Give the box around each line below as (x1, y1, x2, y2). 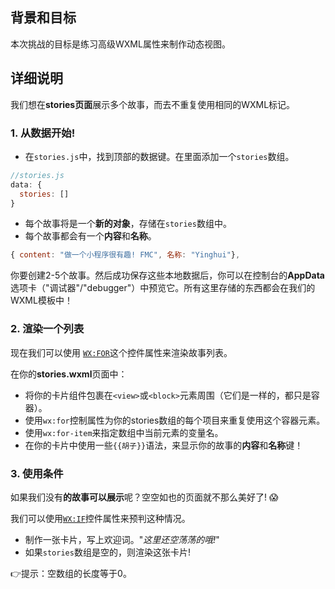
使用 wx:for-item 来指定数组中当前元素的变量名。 (24, 426, 224, 438)
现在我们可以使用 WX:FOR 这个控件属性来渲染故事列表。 (10, 346, 233, 358)
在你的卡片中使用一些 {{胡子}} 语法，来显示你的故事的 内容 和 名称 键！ (24, 439, 304, 451)
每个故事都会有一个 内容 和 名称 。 (24, 230, 157, 242)
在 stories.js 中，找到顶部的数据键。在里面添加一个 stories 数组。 (24, 150, 295, 162)
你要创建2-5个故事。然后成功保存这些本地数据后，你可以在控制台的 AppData (10, 269, 325, 282)
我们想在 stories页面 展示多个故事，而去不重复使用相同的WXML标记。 (10, 98, 296, 110)
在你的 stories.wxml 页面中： (10, 368, 128, 380)
